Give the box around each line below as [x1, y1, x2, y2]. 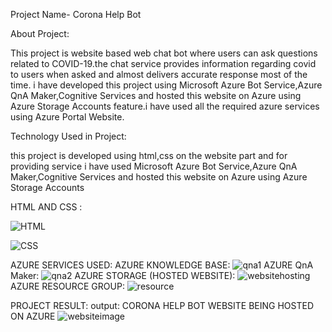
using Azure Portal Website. [10, 111, 125, 123]
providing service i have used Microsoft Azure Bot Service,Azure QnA [10, 160, 298, 172]
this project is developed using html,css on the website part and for [10, 150, 288, 161]
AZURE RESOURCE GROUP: [10, 280, 125, 292]
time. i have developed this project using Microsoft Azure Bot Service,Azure [10, 79, 323, 91]
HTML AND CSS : [10, 201, 83, 213]
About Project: [10, 28, 70, 39]
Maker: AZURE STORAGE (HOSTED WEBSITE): [10, 270, 236, 281]
